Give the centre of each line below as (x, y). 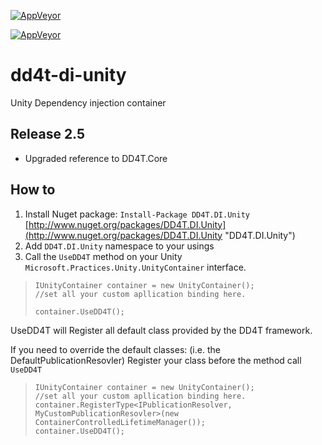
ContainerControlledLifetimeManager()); (120, 422)
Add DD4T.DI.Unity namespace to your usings (119, 246)
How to (33, 190)
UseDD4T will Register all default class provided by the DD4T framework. (161, 330)
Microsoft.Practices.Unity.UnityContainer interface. (135, 267)
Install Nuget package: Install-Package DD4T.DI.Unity (137, 214)
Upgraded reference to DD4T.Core (96, 158)
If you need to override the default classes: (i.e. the (115, 349)
